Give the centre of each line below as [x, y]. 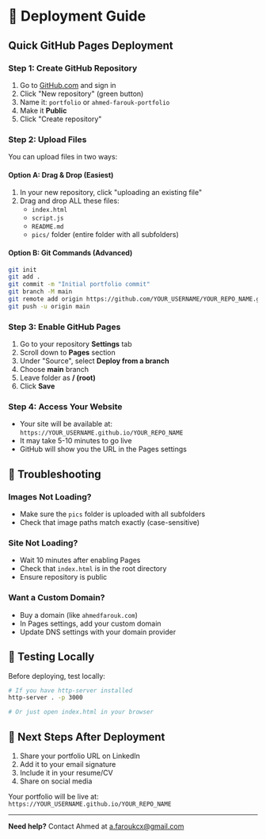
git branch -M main [40, 292]
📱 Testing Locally [51, 657]
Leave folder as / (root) [58, 378]
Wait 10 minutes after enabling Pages [80, 560]
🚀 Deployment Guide [77, 16]
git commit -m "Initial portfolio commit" [79, 285]
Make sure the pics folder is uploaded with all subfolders [112, 514]
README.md [48, 227]
